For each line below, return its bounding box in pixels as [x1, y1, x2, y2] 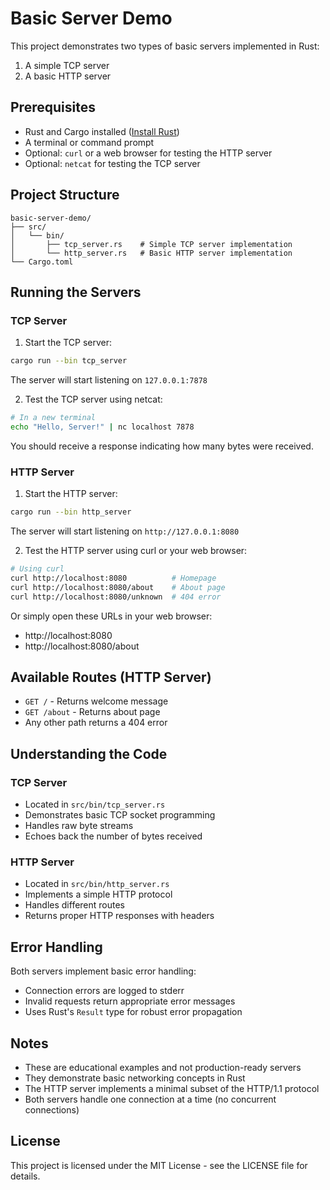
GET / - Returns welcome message [24, 695, 169, 707]
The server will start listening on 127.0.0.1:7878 [10, 374, 208, 386]
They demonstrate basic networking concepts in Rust [24, 1072, 246, 1084]
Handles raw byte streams [24, 820, 134, 832]
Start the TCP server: [24, 337, 113, 349]
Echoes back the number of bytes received [24, 830, 203, 842]
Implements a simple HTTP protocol [24, 888, 173, 901]
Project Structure [10, 187, 120, 204]
